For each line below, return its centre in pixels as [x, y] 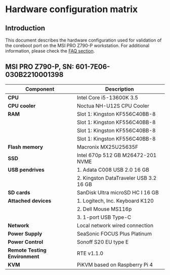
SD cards [19, 192]
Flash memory [26, 147]
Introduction [25, 28]
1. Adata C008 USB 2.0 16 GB [113, 170]
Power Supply [25, 233]
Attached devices [30, 201]
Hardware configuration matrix [72, 9]
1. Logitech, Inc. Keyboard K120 [115, 201]
